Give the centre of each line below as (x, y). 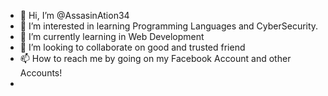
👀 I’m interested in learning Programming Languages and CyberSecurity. (169, 26)
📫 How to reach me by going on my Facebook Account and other (155, 58)
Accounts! (41, 73)
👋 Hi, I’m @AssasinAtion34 (74, 15)
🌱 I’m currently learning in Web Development (112, 36)
